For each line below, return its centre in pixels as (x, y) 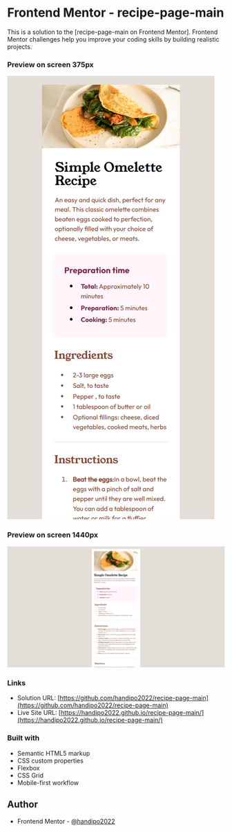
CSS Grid (30, 775)
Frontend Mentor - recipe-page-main (116, 13)
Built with (23, 738)
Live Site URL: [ (39, 713)
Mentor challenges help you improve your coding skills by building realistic (113, 39)
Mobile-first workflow (48, 782)
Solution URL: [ (38, 698)
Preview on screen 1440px (53, 535)
